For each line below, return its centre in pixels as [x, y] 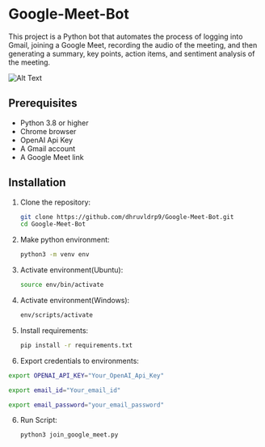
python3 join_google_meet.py [69, 435]
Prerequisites [43, 103]
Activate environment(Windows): [75, 301]
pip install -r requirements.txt [76, 345]
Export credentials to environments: [80, 361]
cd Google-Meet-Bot [53, 224]
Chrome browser [48, 131]
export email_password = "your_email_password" [86, 405]
